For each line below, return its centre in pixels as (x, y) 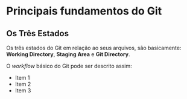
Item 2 (23, 84)
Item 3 (23, 91)
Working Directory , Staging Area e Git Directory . (68, 54)
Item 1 (22, 78)
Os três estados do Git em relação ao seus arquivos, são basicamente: (94, 48)
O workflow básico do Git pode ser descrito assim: (69, 66)
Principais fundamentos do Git (84, 11)
